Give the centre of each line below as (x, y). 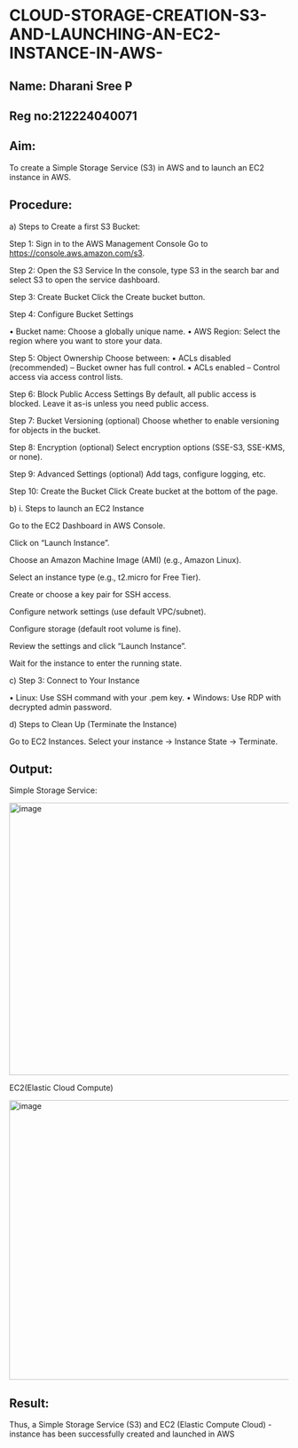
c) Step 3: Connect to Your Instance (74, 680)
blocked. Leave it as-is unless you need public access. (109, 403)
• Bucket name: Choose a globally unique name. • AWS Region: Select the (145, 331)
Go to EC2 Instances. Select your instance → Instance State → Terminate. (143, 741)
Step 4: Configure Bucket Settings (72, 314)
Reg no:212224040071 (73, 116)
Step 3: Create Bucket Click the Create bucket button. (107, 297)
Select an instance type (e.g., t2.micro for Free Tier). (105, 577)
